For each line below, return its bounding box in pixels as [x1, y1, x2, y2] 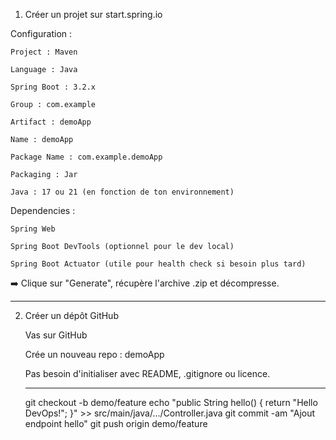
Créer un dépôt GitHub [24, 310, 119, 321]
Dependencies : [10, 205, 76, 216]
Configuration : [10, 28, 73, 39]
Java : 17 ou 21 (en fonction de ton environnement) [10, 187, 235, 197]
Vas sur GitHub [24, 329, 88, 341]
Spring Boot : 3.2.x [10, 82, 97, 92]
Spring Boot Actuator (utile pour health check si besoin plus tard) [10, 259, 307, 269]
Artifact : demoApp [10, 117, 92, 127]
